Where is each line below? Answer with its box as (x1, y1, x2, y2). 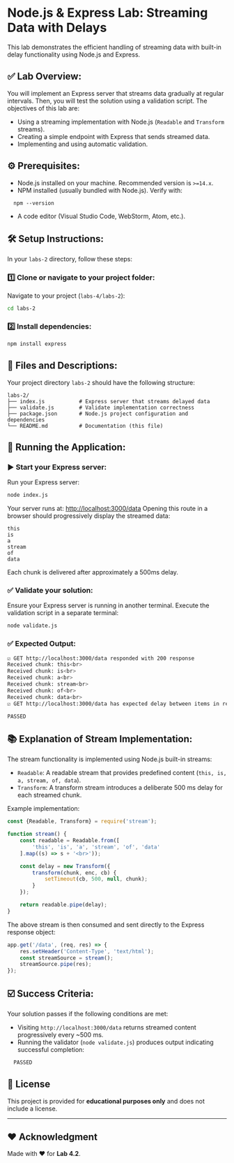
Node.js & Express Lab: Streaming (7, 5, 208, 21)
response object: (7, 927, 56, 936)
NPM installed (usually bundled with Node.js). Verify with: (17, 186, 183, 194)
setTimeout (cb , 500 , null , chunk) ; (44, 876, 148, 883)
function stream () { (7, 830, 68, 838)
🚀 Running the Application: (7, 441, 126, 453)
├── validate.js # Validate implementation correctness (7, 404, 195, 411)
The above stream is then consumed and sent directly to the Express (7, 920, 205, 929)
